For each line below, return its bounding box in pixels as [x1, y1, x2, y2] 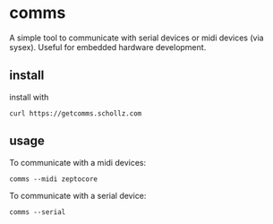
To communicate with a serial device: [9, 190, 147, 201]
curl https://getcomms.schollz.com [9, 108, 142, 118]
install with [9, 91, 49, 102]
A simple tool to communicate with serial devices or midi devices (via [9, 32, 264, 43]
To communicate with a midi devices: [9, 157, 146, 168]
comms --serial [9, 207, 66, 217]
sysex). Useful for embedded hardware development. [9, 41, 207, 52]
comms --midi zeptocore [9, 174, 98, 184]
